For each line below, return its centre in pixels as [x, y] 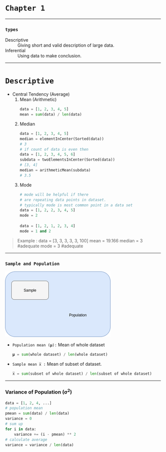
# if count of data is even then [54, 149]
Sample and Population [32, 264]
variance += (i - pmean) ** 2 [45, 434]
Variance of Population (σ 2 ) [39, 392]
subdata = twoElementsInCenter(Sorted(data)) [67, 160]
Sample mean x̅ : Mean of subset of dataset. [57, 364]
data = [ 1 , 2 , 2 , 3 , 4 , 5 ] [47, 210]
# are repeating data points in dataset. [63, 200]
